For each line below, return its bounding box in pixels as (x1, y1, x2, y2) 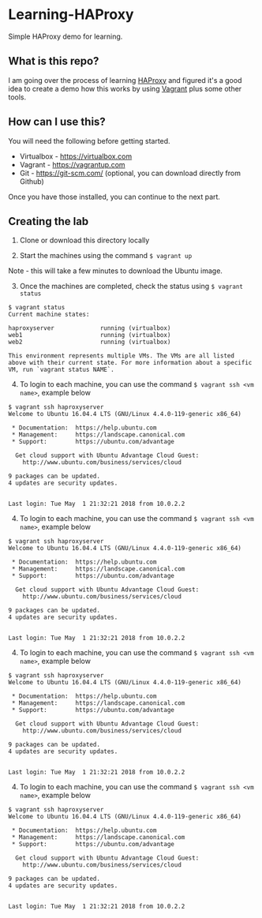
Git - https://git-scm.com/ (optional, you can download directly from (19, 168, 241, 178)
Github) (19, 176, 45, 186)
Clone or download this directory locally (19, 235, 150, 245)
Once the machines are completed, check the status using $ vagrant (19, 282, 243, 291)
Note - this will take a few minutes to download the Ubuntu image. (8, 266, 223, 275)
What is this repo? (8, 54, 99, 68)
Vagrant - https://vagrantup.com (19, 159, 125, 169)
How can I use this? (8, 115, 107, 129)
